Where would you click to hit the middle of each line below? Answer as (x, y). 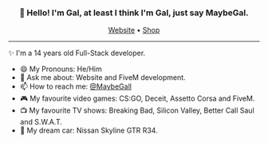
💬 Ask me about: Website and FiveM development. (102, 77)
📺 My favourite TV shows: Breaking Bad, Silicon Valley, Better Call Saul (137, 110)
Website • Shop (134, 30)
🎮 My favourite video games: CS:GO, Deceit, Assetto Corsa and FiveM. (137, 98)
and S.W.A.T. (41, 122)
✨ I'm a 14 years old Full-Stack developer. (77, 53)
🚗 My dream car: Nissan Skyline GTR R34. (89, 130)
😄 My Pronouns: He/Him (61, 69)
